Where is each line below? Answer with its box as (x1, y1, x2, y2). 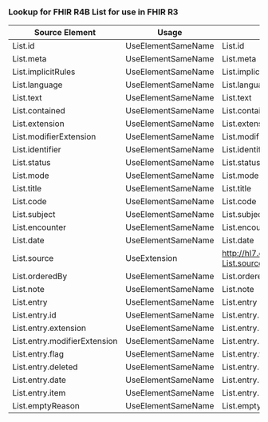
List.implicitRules (12, 66, 76, 77)
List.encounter (12, 222, 66, 233)
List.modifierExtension (12, 131, 97, 142)
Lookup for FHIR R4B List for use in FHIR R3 (8, 6, 179, 18)
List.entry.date (12, 374, 66, 385)
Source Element (33, 27, 97, 38)
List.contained (12, 105, 65, 116)
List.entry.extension (12, 322, 86, 333)
